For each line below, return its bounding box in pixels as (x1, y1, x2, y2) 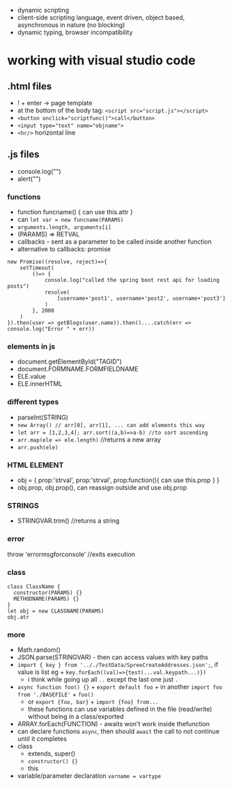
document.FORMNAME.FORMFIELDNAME (17, 365, 139, 373)
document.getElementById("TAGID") (17, 357, 122, 366)
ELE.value (17, 373, 47, 381)
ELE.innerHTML (17, 380, 63, 388)
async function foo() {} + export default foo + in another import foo (17, 683, 223, 691)
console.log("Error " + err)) (7, 326, 95, 333)
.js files (7, 149, 40, 160)
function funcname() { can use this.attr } (17, 208, 134, 216)
